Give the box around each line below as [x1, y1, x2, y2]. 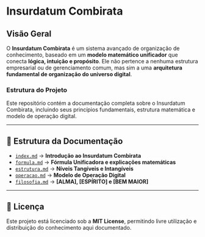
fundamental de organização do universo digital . [6, 71, 132, 77]
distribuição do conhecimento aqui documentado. [6, 224, 132, 231]
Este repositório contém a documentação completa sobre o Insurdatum [6, 99, 185, 107]
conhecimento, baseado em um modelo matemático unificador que [6, 51, 178, 58]
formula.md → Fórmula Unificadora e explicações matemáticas [15, 158, 176, 166]
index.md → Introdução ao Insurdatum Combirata [15, 152, 142, 160]
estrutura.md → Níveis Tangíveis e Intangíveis [15, 165, 134, 172]
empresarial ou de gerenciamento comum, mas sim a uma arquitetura [6, 64, 183, 71]
